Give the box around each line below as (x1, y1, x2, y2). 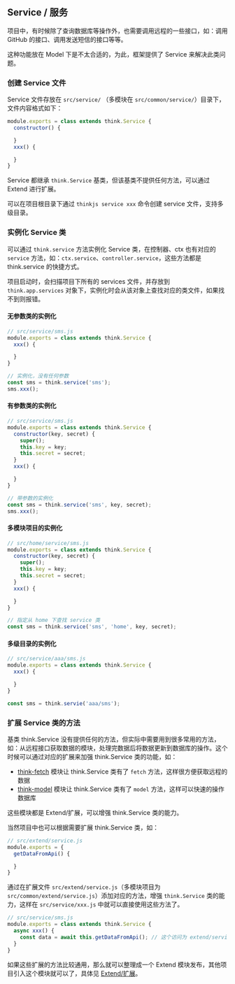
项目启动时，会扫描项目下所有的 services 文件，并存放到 (7, 277, 170, 285)
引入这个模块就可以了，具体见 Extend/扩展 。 (13, 969, 142, 977)
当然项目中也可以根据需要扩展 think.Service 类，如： (7, 823, 159, 832)
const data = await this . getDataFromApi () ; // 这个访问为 (20, 934, 187, 941)
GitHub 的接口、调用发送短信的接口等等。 (7, 35, 127, 43)
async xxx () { (13, 927, 55, 934)
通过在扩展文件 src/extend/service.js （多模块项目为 (7, 883, 161, 891)
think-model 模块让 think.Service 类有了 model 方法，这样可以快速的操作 (17, 785, 225, 793)
